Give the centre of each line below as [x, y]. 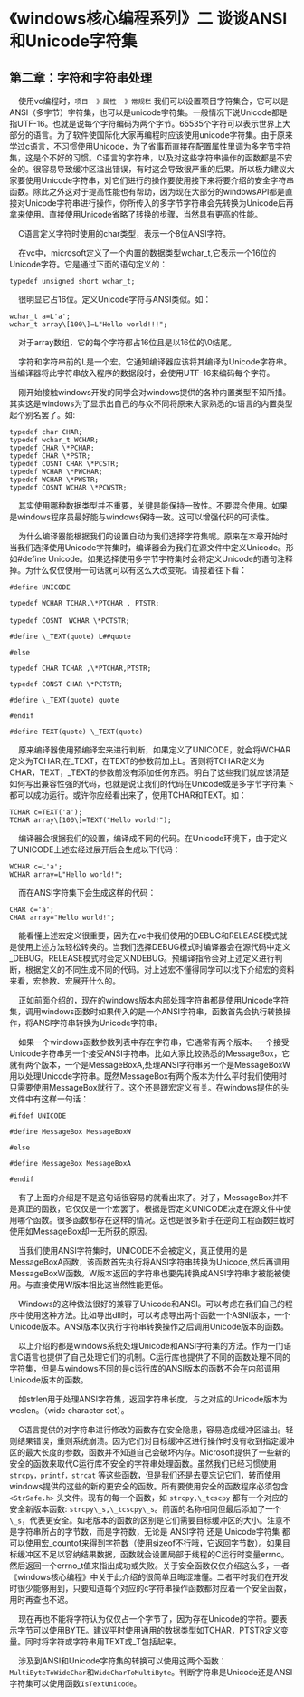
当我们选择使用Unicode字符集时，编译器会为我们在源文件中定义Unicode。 [148, 548]
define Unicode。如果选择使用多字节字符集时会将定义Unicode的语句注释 [157, 559]
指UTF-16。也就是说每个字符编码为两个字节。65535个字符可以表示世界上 [146, 124]
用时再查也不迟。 [41, 1600]
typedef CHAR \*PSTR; [50, 456]
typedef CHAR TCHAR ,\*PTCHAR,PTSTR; [81, 668]
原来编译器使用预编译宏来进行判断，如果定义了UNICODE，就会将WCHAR [154, 750]
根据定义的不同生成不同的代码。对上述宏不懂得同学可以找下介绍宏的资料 [160, 970]
